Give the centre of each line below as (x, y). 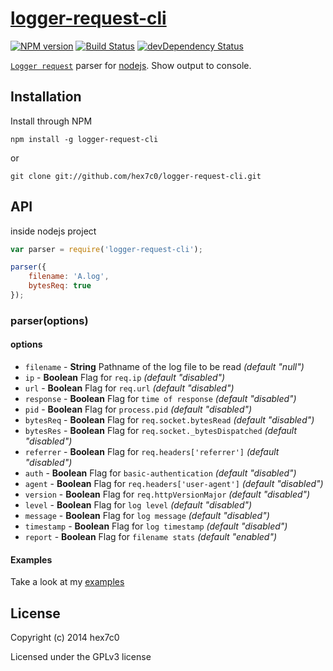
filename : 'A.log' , (69, 277)
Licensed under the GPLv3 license (81, 657)
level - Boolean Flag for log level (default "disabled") (138, 505)
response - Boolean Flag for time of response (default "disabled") (160, 399)
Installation (46, 97)
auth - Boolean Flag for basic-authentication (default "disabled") (160, 473)
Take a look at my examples (67, 582)
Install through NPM (51, 121)
